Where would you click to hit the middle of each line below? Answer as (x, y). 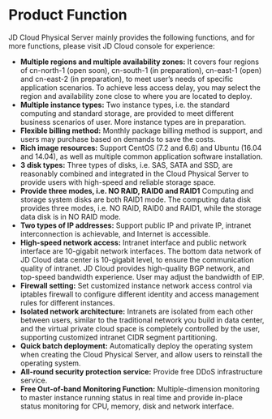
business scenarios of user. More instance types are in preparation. (133, 122)
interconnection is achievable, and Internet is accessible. (115, 233)
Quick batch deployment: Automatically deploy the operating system (136, 345)
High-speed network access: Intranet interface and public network (134, 242)
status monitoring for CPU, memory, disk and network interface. (127, 406)
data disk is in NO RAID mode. (71, 216)
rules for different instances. (67, 302)
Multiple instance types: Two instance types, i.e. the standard (125, 105)
